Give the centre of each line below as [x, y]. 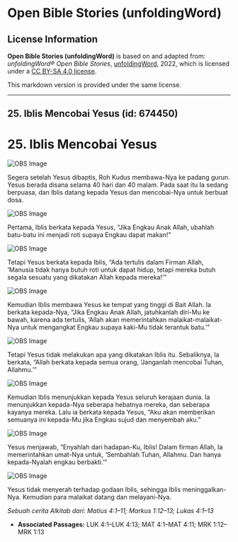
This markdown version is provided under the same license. [95, 85]
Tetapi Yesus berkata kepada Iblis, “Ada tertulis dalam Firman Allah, [106, 263]
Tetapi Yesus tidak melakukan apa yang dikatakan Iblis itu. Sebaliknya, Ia [113, 354]
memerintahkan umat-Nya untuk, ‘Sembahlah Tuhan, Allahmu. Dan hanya [114, 455]
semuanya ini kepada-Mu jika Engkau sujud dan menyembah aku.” [104, 420]
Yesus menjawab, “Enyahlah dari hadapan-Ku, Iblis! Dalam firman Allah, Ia [115, 447]
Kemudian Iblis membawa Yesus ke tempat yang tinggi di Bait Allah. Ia [109, 305]
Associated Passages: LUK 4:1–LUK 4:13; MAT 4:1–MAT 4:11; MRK [114, 524]
